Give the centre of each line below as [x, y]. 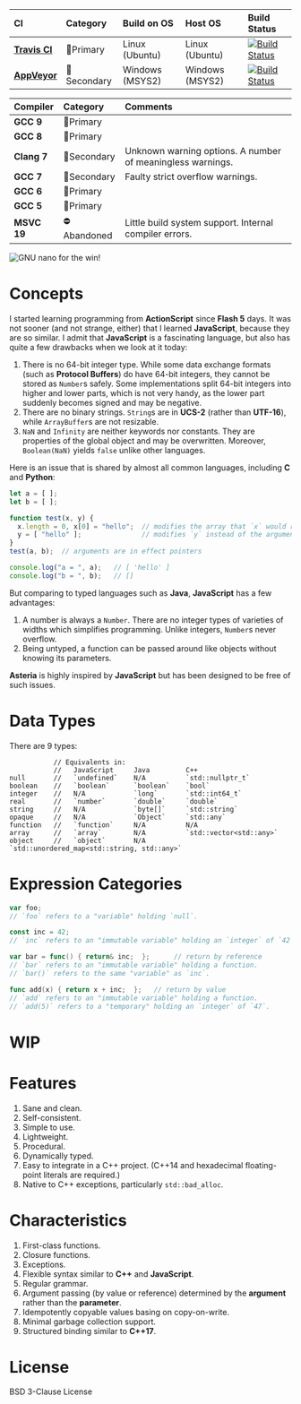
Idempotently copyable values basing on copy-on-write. [126, 1312]
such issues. [32, 685]
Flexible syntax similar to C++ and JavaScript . [108, 1274]
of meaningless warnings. [179, 162]
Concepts [46, 294]
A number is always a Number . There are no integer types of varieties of [153, 620]
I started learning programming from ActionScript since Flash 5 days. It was [150, 318]
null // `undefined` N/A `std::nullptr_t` [130, 778]
